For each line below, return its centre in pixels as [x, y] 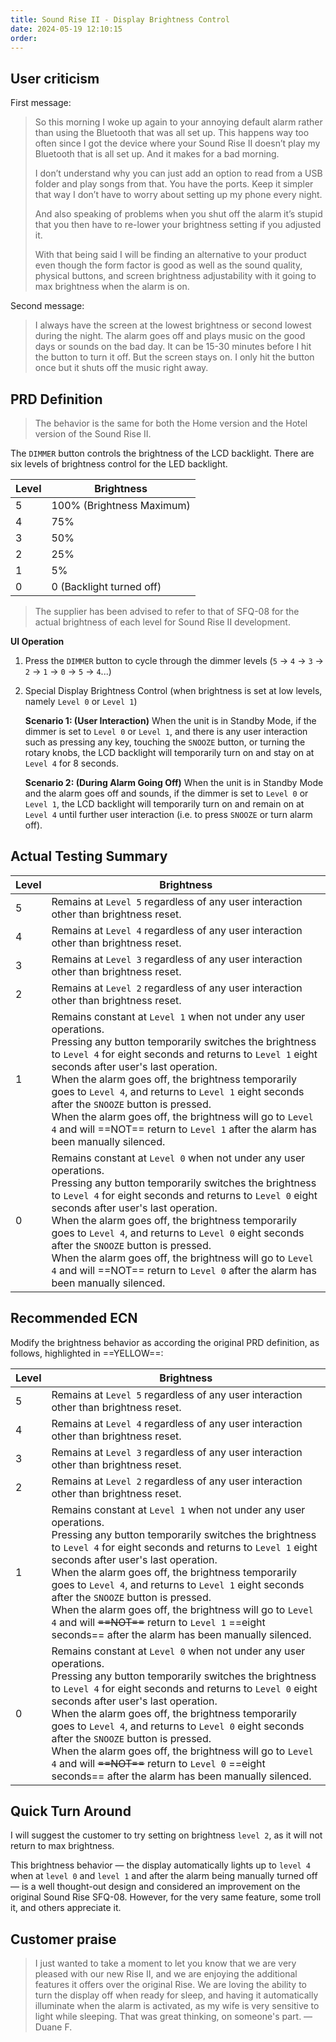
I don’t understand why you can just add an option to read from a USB [178, 173]
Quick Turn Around [71, 1811]
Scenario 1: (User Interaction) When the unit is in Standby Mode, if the [170, 720]
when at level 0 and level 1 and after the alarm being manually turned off [164, 1876]
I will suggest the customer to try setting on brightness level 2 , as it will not [166, 1835]
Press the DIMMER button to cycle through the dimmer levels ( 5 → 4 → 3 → [174, 660]
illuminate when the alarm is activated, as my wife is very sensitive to [177, 2006]
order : [24, 38]
